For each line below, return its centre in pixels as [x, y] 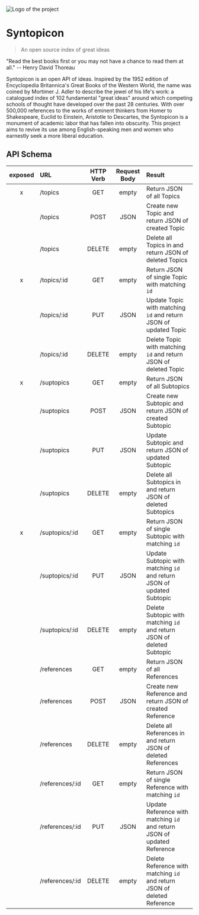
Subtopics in [163, 482]
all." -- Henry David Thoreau [41, 67]
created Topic [165, 228]
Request [128, 171]
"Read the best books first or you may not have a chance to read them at [95, 61]
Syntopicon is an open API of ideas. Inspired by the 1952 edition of [87, 79]
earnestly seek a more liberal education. [55, 135]
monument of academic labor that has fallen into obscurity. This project [93, 123]
